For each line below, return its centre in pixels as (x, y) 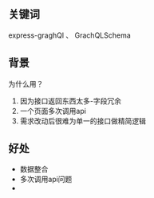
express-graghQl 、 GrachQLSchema (70, 35)
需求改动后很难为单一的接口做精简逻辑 (83, 121)
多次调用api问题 (46, 180)
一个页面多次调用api (53, 111)
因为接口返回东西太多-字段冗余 (71, 101)
